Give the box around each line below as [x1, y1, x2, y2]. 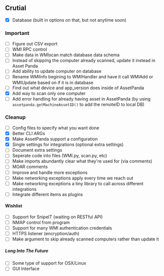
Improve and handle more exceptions [12, 170, 88, 175]
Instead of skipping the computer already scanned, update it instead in [12, 58, 156, 64]
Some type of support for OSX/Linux [12, 260, 86, 266]
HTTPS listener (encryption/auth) [12, 231, 80, 237]
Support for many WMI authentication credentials [12, 225, 112, 231]
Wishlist [5, 203, 23, 209]
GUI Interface [12, 266, 40, 272]
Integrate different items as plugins [12, 191, 83, 197]
